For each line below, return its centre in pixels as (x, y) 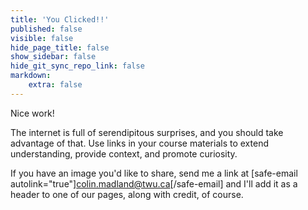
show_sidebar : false (53, 57)
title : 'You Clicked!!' (60, 19)
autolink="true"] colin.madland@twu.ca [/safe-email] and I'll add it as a (154, 183)
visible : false (42, 38)
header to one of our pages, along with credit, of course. (127, 194)
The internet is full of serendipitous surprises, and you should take (147, 132)
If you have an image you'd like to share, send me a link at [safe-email (154, 173)
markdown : (31, 76)
